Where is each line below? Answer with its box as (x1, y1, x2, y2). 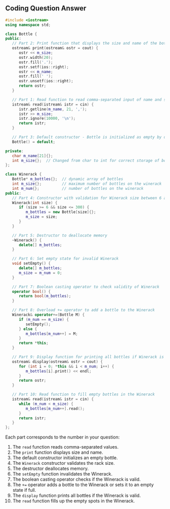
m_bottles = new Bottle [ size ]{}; (25, 210, 96, 215)
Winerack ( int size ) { (12, 200, 58, 205)
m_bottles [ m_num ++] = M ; (25, 331, 78, 336)
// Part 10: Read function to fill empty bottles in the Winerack (12, 392, 155, 397)
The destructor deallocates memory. (12, 465, 89, 471)
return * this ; (18, 341, 49, 346)
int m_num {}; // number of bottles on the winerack (12, 186, 144, 191)
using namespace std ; (5, 22, 51, 27)
